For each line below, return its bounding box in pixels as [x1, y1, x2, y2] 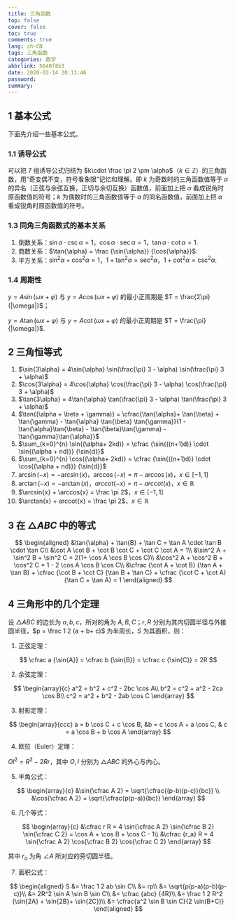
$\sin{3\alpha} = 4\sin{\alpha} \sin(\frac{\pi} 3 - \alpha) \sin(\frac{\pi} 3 [17, 365, 225, 374]
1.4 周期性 [8, 275, 42, 285]
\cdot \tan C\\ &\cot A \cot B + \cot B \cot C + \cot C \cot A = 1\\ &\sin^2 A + [10, 546, 227, 555]
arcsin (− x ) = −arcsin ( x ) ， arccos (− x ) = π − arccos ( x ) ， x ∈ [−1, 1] [17, 471, 209, 479]
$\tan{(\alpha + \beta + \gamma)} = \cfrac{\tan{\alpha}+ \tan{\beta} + [17, 410, 220, 419]
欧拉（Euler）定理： [17, 742, 76, 751]
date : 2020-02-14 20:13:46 [8, 69, 87, 76]
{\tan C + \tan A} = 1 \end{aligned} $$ [64, 576, 173, 584]
